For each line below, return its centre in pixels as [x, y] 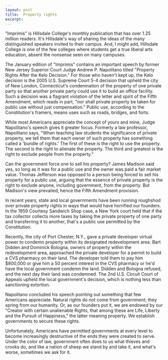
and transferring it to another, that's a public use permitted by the [73, 222]
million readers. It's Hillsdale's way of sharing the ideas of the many [75, 39]
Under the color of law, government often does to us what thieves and [77, 341]
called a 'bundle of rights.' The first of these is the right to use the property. [83, 144]
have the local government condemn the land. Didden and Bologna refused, [83, 269]
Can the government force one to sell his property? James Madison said [80, 164]
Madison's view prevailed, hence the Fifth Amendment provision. [72, 191]
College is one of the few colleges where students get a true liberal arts [79, 49]
